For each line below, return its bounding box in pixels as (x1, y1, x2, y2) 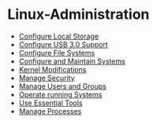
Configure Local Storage (18, 31, 99, 41)
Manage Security (18, 73, 76, 82)
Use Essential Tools (18, 98, 84, 108)
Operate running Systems (18, 89, 103, 99)
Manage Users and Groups (18, 81, 107, 91)
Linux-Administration (7, 5, 150, 24)
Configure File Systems (18, 48, 95, 57)
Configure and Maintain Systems (18, 57, 125, 66)
